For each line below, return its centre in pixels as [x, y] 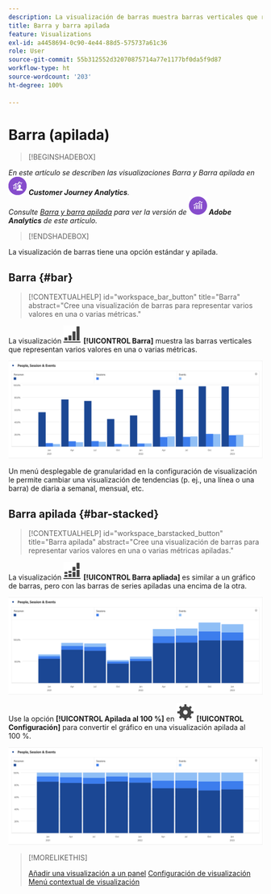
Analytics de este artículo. [53, 221]
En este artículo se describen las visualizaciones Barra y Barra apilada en [132, 173]
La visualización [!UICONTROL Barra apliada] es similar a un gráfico [132, 577]
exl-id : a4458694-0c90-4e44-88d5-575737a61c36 [88, 43]
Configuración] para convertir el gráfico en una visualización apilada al [127, 727]
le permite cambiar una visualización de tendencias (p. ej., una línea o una [131, 480]
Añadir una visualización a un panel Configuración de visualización [140, 873]
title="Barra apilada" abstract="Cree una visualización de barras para [144, 542]
